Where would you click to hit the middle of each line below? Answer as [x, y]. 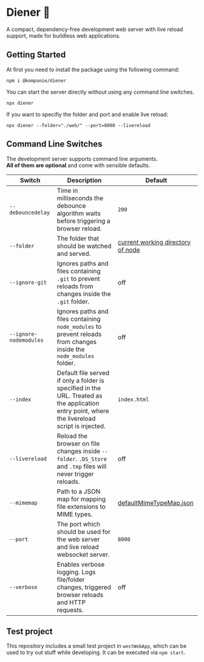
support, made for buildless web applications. [63, 35]
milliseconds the [80, 198]
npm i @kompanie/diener [36, 81]
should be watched [84, 246]
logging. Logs [76, 572]
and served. [74, 253]
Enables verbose [81, 564]
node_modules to [79, 326]
